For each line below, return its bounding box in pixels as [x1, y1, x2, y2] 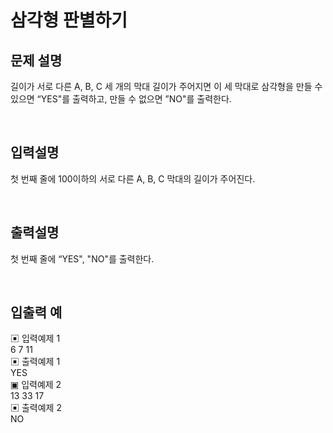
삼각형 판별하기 [10, 9, 128, 32]
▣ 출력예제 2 [10, 402, 62, 414]
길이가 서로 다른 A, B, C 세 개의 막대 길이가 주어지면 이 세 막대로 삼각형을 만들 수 [10, 81, 323, 92]
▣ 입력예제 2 [10, 379, 62, 391]
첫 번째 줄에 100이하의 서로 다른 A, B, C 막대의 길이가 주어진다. [10, 172, 256, 185]
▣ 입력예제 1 [10, 332, 61, 345]
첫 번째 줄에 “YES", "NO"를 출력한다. [10, 252, 155, 265]
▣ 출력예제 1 [10, 356, 61, 368]
